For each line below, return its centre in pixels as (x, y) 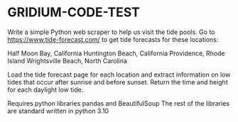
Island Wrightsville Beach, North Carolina (67, 60)
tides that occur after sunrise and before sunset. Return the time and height (118, 82)
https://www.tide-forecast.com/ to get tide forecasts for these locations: (113, 39)
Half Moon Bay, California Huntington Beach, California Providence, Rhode (116, 53)
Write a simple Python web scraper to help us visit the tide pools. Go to (111, 32)
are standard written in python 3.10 (58, 111)
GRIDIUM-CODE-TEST (74, 12)
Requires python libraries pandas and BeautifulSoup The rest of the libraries (119, 103)
